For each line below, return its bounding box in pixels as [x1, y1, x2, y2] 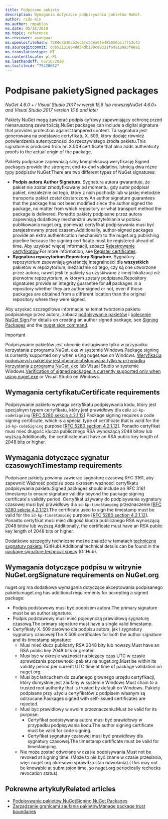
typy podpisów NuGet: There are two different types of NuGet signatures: [5, 169, 156, 175]
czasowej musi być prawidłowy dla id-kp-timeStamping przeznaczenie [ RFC [5, 501, 162, 507]
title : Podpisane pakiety [5, 7, 59, 13]
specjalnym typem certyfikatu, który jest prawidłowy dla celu [5, 406, 131, 413]
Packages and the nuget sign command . [5, 322, 89, 328]
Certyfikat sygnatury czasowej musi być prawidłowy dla [27, 733, 143, 739]
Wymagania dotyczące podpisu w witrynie [5, 563, 142, 572]
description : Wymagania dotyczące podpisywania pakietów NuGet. [5, 12, 142, 17]
